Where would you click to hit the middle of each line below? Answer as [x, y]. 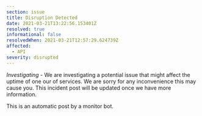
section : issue [26, 12]
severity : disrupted [33, 57]
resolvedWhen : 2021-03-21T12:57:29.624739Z [63, 40]
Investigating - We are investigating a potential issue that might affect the [98, 74]
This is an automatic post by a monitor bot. [60, 106]
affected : [19, 46]
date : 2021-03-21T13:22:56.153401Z [52, 23]
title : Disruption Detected [42, 18]
